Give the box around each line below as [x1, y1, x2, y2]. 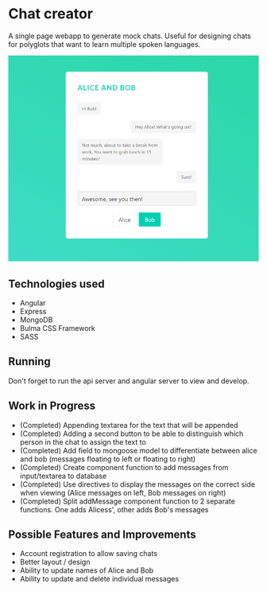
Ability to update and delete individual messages [19, 574, 180, 584]
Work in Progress [8, 399, 96, 413]
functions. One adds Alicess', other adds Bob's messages [19, 504, 209, 514]
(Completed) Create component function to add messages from [19, 462, 229, 472]
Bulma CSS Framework [19, 323, 95, 332]
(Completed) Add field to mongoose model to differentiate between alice [19, 445, 258, 455]
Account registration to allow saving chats [19, 549, 157, 558]
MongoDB [19, 315, 53, 325]
